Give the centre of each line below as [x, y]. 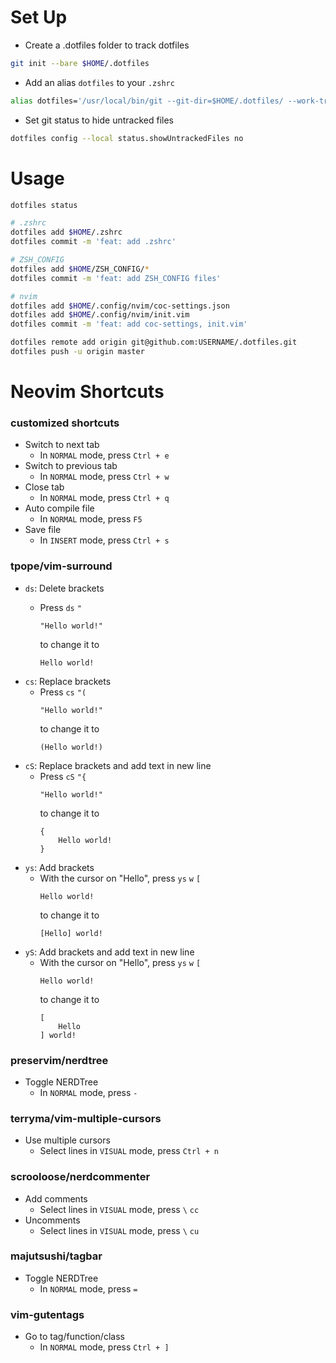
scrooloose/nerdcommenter [80, 1177]
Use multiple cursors [67, 1140]
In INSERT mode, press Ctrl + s [104, 540]
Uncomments [52, 1220]
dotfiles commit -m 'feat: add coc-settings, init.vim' [129, 324]
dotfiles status [44, 205]
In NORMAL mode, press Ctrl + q [104, 498]
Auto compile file [59, 508]
